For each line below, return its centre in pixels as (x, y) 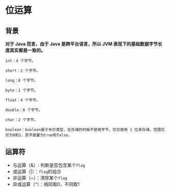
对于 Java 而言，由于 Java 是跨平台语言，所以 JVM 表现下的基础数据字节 (82, 44)
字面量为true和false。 (50, 135)
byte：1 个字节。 (22, 90)
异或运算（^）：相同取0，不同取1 (46, 184)
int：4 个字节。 (21, 61)
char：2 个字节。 (22, 120)
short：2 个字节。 (23, 71)
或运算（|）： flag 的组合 (37, 171)
